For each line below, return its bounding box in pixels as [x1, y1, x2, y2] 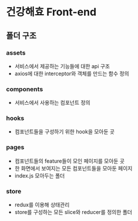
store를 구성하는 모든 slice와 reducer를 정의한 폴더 [14, 209, 132, 216]
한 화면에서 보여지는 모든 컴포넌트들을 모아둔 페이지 [14, 165, 133, 172]
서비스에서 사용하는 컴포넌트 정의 [14, 99, 90, 106]
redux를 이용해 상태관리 [14, 201, 70, 209]
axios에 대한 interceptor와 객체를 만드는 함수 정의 [14, 70, 129, 77]
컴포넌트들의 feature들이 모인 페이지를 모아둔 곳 [14, 157, 125, 165]
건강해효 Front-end [6, 5, 97, 19]
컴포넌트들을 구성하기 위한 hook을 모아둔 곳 [14, 128, 115, 135]
